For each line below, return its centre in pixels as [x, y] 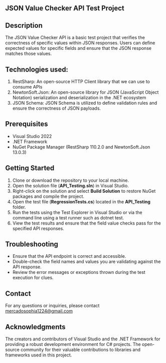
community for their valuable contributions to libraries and [81, 350]
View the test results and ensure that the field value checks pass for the [87, 223]
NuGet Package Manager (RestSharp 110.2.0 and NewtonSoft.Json [81, 147]
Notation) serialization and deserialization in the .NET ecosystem [79, 98]
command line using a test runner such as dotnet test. [68, 217]
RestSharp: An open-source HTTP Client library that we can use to [81, 82]
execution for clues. [33, 278]
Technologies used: [37, 69]
